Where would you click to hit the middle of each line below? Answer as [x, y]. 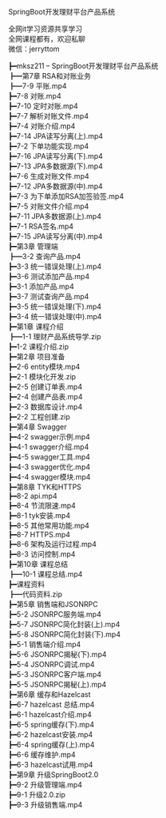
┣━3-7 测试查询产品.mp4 [49, 296]
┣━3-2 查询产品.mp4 [45, 256]
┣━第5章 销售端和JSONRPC [53, 604]
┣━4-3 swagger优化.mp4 [49, 467]
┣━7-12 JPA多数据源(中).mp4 [56, 186]
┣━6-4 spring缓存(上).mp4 [51, 745]
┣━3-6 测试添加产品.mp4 [49, 276]
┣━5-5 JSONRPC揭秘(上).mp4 [57, 684]
